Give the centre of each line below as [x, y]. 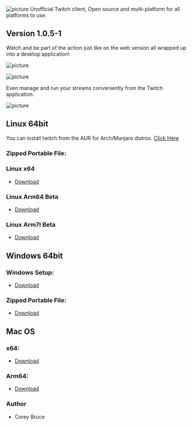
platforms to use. [26, 15]
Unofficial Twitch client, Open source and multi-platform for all [105, 9]
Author [16, 404]
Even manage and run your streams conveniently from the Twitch [85, 88]
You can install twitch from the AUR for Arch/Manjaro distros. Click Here [92, 138]
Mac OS [21, 331]
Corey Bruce [30, 417]
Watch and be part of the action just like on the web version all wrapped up [96, 47]
